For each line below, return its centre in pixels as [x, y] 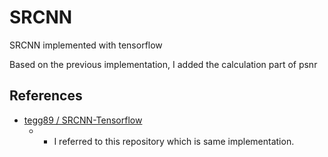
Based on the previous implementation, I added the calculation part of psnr [163, 64]
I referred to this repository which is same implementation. [174, 141]
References [46, 96]
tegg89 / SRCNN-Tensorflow [83, 120]
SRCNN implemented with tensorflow [86, 45]
